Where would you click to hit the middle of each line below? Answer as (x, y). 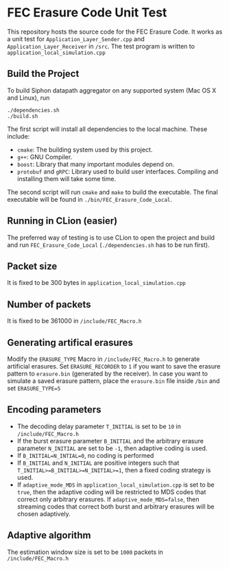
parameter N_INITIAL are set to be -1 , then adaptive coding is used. (112, 448)
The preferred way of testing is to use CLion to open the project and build (111, 237)
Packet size (32, 266)
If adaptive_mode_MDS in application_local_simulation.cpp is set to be (116, 485)
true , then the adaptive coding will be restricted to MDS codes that (111, 491)
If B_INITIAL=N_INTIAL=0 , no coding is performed (85, 455)
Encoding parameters (54, 410)
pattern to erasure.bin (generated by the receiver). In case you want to (107, 373)
